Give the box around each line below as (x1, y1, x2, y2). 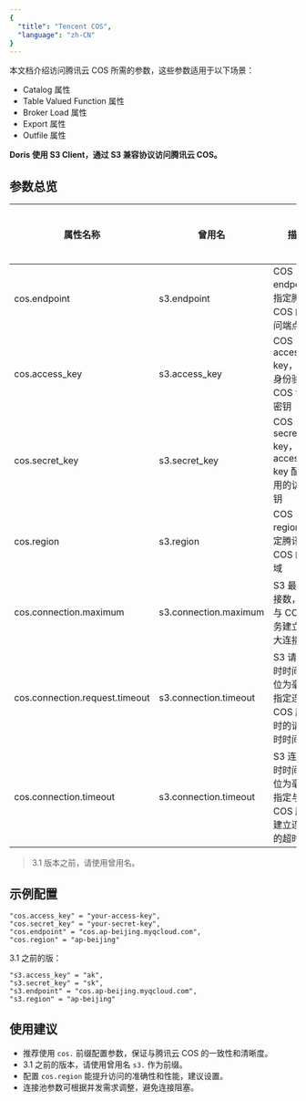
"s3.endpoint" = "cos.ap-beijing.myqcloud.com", (9, 986, 198, 995)
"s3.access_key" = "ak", (9, 971, 104, 980)
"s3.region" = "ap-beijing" (9, 994, 117, 1003)
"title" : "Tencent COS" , (17, 22, 112, 31)
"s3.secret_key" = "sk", (9, 978, 104, 988)
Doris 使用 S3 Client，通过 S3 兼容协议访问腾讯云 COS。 (9, 150, 222, 161)
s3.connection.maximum (158, 606, 265, 618)
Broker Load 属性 (22, 107, 87, 119)
